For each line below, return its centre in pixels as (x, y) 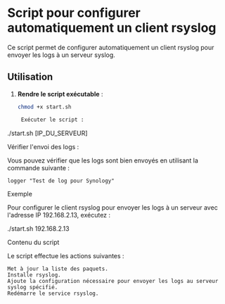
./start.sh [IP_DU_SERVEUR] (47, 133)
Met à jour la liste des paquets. (58, 269)
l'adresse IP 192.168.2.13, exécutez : (59, 215)
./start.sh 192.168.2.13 (38, 228)
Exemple (20, 194)
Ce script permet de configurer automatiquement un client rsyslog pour (111, 47)
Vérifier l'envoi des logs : (43, 146)
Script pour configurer (74, 13)
